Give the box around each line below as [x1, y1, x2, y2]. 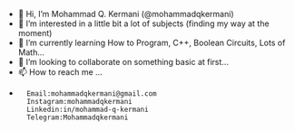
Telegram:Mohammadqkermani [26, 113, 129, 122]
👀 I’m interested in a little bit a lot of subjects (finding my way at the [17, 18, 270, 29]
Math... [17, 47, 45, 58]
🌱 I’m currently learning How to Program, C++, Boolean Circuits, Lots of [17, 37, 286, 48]
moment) [17, 28, 53, 38]
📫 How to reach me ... [17, 67, 103, 77]
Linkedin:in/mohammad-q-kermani [26, 105, 149, 114]
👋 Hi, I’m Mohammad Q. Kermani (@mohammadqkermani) [17, 9, 234, 19]
